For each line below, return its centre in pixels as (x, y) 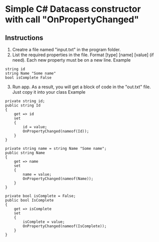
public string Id (23, 105)
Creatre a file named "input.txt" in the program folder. (66, 50)
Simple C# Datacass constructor (73, 9)
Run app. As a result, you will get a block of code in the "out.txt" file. (81, 87)
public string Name (25, 153)
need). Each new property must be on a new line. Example (71, 60)
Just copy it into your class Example (49, 92)
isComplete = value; (44, 222)
